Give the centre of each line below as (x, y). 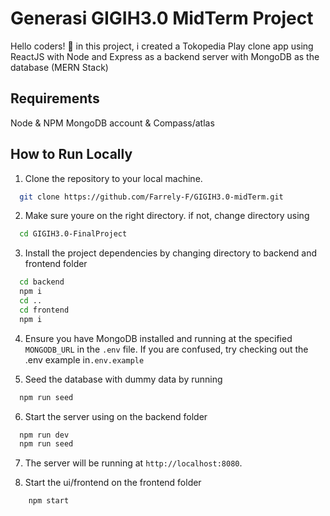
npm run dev (44, 435)
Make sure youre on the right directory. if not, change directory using (167, 216)
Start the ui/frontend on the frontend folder (113, 483)
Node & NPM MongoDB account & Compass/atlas (112, 123)
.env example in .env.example (84, 359)
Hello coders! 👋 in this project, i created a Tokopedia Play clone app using (162, 46)
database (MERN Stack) (59, 67)
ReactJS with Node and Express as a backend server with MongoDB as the (165, 56)
